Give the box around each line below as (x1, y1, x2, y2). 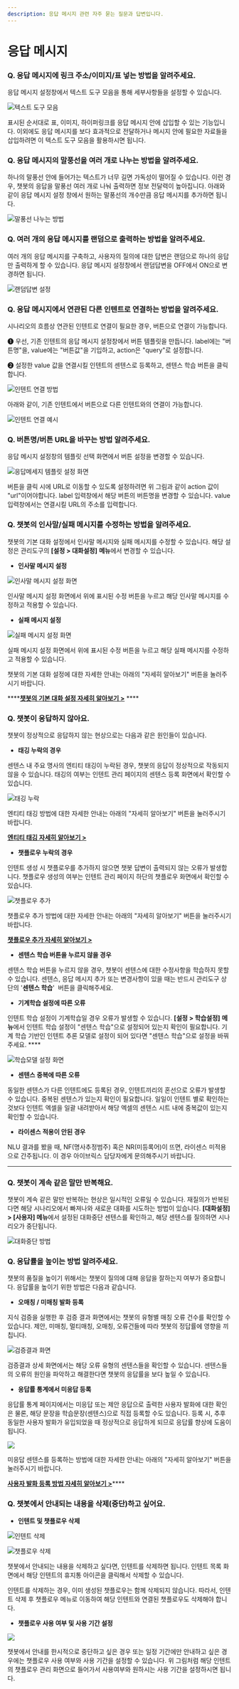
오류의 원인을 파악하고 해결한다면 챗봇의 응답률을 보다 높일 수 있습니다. (14, 1370, 211, 1379)
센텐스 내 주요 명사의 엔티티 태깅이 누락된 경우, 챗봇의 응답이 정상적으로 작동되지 (7, 761, 230, 769)
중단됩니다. (26, 1222, 58, 1231)
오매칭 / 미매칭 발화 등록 (17, 1298, 84, 1306)
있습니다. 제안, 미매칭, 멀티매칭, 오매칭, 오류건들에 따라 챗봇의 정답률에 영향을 (7, 1322, 222, 1330)
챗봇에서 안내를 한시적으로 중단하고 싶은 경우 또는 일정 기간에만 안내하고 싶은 (7, 1647, 221, 1656)
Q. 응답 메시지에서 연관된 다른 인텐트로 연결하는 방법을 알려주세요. (7, 304, 219, 314)
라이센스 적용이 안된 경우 (17, 1127, 86, 1135)
